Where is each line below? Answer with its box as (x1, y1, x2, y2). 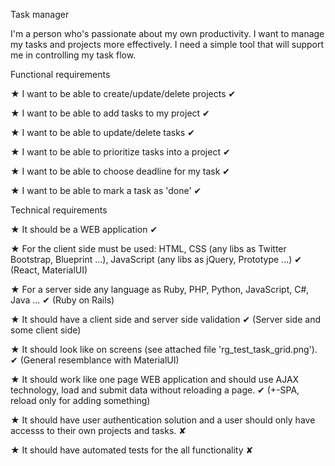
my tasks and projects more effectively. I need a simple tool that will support (10, 39, 325, 50)
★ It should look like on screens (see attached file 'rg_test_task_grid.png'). (10, 344, 318, 355)
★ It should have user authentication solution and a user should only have (10, 414, 316, 426)
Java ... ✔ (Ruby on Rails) (10, 294, 115, 306)
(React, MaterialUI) (10, 264, 88, 276)
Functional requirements (10, 69, 111, 80)
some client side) (10, 324, 82, 336)
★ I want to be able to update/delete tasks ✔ (10, 127, 195, 138)
